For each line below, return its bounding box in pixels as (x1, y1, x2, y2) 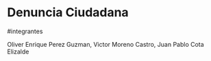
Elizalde (7, 47, 29, 56)
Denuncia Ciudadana (7, 5, 129, 20)
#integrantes (7, 27, 43, 35)
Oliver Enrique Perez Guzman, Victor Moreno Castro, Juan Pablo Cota (7, 40, 204, 48)
